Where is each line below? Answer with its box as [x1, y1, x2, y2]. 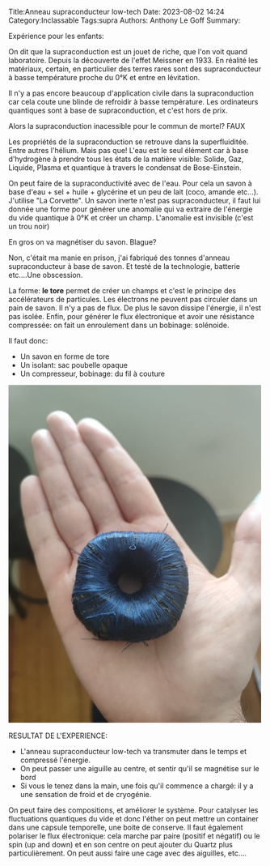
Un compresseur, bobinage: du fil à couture [19, 369, 166, 378]
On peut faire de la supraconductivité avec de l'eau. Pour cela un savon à [8, 178, 252, 188]
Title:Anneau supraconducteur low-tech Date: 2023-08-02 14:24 [8, 7, 225, 16]
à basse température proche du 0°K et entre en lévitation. [8, 73, 200, 82]
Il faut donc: [8, 336, 49, 345]
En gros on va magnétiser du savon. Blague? [8, 237, 157, 246]
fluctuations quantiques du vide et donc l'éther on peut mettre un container [8, 814, 259, 823]
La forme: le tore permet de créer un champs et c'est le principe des [8, 286, 237, 295]
